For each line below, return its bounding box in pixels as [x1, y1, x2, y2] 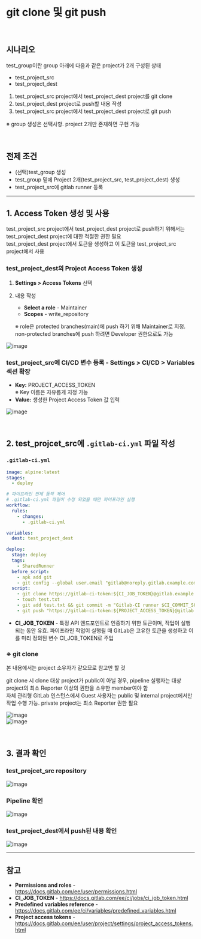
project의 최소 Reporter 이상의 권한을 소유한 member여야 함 [6, 684, 148, 691]
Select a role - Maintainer [23, 304, 87, 311]
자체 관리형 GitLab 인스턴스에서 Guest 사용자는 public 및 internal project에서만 [6, 692, 193, 699]
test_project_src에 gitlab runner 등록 [14, 183, 103, 190]
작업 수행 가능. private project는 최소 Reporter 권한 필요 [6, 699, 139, 707]
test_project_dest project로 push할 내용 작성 [14, 100, 122, 107]
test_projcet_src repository [6, 767, 87, 775]
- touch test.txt [17, 597, 60, 603]
